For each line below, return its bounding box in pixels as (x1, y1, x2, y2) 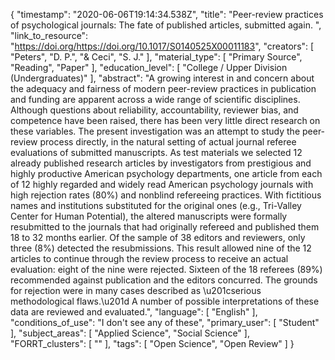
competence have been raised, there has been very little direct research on (10, 115, 321, 126)
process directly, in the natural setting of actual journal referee (39, 136, 297, 148)
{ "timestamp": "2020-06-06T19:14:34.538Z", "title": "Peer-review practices (10, 9, 324, 20)
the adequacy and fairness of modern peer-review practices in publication (10, 83, 317, 94)
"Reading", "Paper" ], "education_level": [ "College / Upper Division (10, 62, 288, 73)
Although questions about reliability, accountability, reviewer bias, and (10, 104, 299, 116)
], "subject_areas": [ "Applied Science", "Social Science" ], (10, 327, 250, 339)
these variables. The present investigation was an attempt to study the (10, 125, 301, 137)
